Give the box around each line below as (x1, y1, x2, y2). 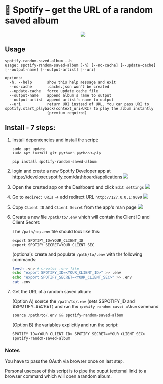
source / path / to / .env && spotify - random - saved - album (12, 313, 123, 318)
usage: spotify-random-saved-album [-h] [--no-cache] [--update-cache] (5, 63, 156, 68)
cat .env (12, 280, 31, 285)
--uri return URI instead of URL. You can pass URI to (9, 101, 149, 107)
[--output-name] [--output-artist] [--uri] (5, 67, 96, 72)
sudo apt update (12, 146, 46, 151)
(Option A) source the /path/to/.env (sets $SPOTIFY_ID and (12, 298, 135, 304)
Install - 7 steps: (5, 123, 56, 132)
